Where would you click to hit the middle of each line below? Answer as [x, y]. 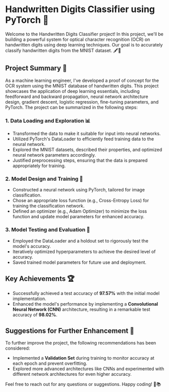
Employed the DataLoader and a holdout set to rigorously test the [80, 240]
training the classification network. [48, 206]
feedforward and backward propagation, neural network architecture [77, 96]
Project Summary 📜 [36, 68]
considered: [18, 348]
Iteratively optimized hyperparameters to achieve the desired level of [84, 252]
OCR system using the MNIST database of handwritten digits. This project [82, 86]
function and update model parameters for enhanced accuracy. [78, 217]
